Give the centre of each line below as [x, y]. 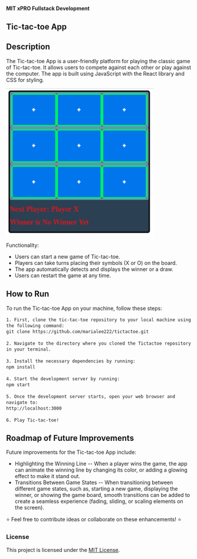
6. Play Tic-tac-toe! [33, 420]
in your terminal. [29, 349]
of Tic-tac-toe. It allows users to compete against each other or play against [99, 67]
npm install [21, 367]
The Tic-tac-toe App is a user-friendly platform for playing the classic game [98, 61]
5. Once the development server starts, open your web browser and [91, 396]
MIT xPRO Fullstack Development [48, 8]
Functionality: [23, 245]
